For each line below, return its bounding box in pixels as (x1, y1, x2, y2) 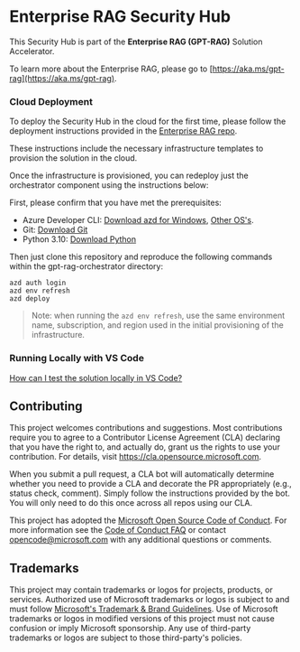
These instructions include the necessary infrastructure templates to (9, 143, 264, 154)
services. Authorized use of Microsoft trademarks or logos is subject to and (9, 594, 290, 605)
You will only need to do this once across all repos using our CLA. (9, 498, 253, 508)
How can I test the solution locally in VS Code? (9, 372, 183, 383)
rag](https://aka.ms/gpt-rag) (9, 72, 115, 83)
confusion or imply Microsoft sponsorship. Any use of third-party (9, 623, 251, 634)
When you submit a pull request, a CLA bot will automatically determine (9, 469, 275, 480)
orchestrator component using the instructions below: (9, 180, 209, 191)
